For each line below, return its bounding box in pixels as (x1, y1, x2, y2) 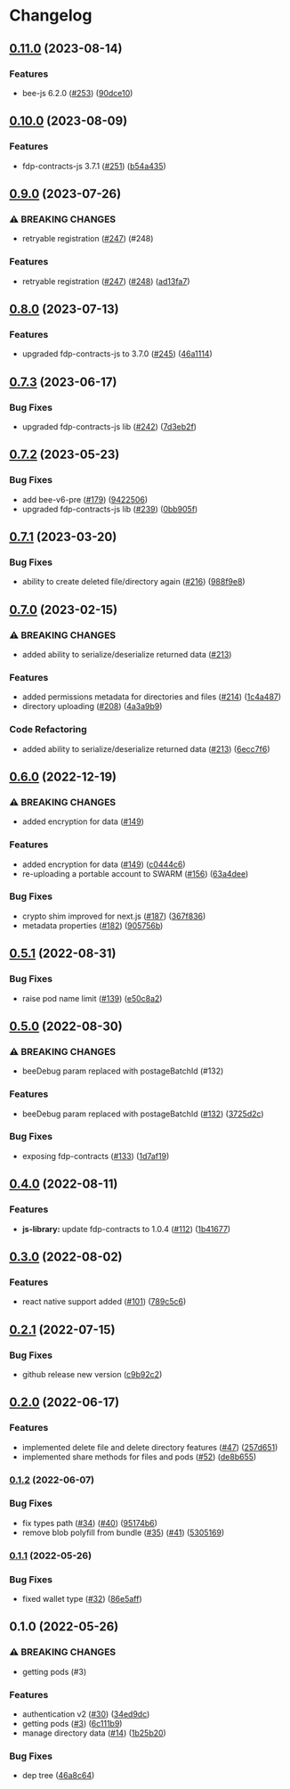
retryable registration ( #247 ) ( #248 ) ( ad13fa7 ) (21, 275, 190, 286)
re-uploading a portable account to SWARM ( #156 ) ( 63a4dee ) (21, 868, 249, 878)
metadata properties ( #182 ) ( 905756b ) (21, 919, 164, 931)
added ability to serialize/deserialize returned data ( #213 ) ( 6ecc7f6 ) (21, 743, 270, 754)
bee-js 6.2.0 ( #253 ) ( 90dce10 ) (21, 87, 133, 98)
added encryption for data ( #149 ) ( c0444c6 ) (21, 859, 186, 870)
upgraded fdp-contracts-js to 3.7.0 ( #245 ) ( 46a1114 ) (21, 348, 213, 359)
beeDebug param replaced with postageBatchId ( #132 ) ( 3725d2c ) (21, 1108, 264, 1119)
